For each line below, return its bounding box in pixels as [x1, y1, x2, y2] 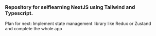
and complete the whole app [5, 26, 62, 32]
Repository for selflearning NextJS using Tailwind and [5, 4, 135, 11]
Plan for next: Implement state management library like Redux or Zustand [5, 21, 152, 26]
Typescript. [5, 10, 33, 16]
